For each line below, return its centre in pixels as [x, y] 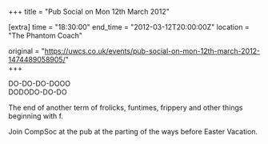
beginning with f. [36, 116]
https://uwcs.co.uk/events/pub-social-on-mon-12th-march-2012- [152, 51]
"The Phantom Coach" [45, 36]
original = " [27, 51]
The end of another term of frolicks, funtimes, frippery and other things [126, 108]
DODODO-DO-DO [38, 92]
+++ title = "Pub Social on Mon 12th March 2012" [89, 12]
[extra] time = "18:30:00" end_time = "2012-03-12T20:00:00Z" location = [129, 27]
